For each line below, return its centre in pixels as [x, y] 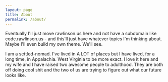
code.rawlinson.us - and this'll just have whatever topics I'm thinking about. [84, 39]
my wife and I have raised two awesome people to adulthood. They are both [84, 65]
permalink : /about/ [26, 19]
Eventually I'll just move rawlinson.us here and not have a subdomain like [81, 34]
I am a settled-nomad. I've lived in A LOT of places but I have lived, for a [80, 54]
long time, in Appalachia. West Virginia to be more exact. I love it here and [82, 59]
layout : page [19, 10]
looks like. [16, 75]
